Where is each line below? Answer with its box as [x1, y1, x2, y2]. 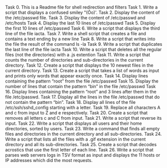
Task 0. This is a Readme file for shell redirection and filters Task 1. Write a [5, 4, 158, 10]
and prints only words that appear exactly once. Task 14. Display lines [5, 73, 149, 79]
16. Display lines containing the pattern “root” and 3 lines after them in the [5, 89, 157, 94]
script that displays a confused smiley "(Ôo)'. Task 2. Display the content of [5, 9, 160, 15]
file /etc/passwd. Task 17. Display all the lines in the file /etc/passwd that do [5, 94, 160, 100]
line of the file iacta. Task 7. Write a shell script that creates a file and [5, 31, 146, 36]
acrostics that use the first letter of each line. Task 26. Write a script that [5, 147, 154, 153]
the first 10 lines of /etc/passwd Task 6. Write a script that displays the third [5, 25, 161, 31]
